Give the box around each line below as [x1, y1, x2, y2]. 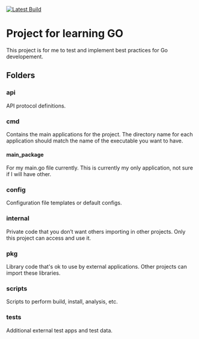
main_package [6, 151, 44, 158]
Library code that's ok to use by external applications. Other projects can [6, 263, 188, 270]
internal [6, 214, 30, 222]
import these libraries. [6, 269, 61, 276]
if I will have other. [6, 171, 52, 178]
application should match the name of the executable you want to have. [6, 137, 183, 144]
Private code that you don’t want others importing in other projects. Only [6, 228, 186, 235]
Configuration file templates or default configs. [6, 199, 122, 207]
